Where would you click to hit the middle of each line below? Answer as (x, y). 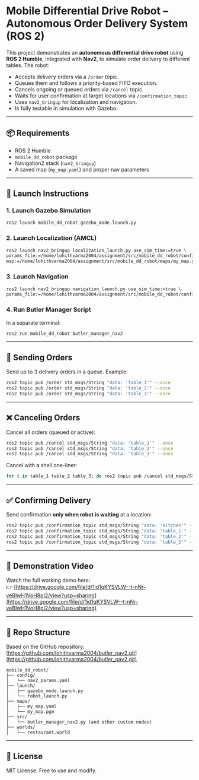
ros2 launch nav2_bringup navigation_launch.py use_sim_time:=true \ (94, 289)
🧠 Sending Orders (39, 357)
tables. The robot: (28, 65)
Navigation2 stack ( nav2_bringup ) (55, 163)
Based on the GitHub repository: (45, 647)
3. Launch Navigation (38, 277)
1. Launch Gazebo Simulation (49, 211)
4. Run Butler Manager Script (49, 310)
